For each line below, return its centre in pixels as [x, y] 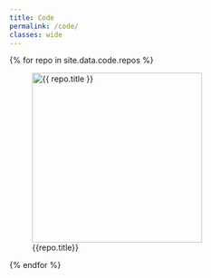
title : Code [32, 18]
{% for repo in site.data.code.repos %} [82, 61]
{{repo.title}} [56, 248]
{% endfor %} [35, 265]
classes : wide [36, 34]
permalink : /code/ [44, 26]
